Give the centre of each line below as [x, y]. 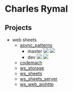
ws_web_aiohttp [37, 84]
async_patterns [36, 45]
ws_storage [32, 68]
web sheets [24, 40]
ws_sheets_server [39, 79]
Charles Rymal [36, 9]
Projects [18, 28]
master [35, 51]
